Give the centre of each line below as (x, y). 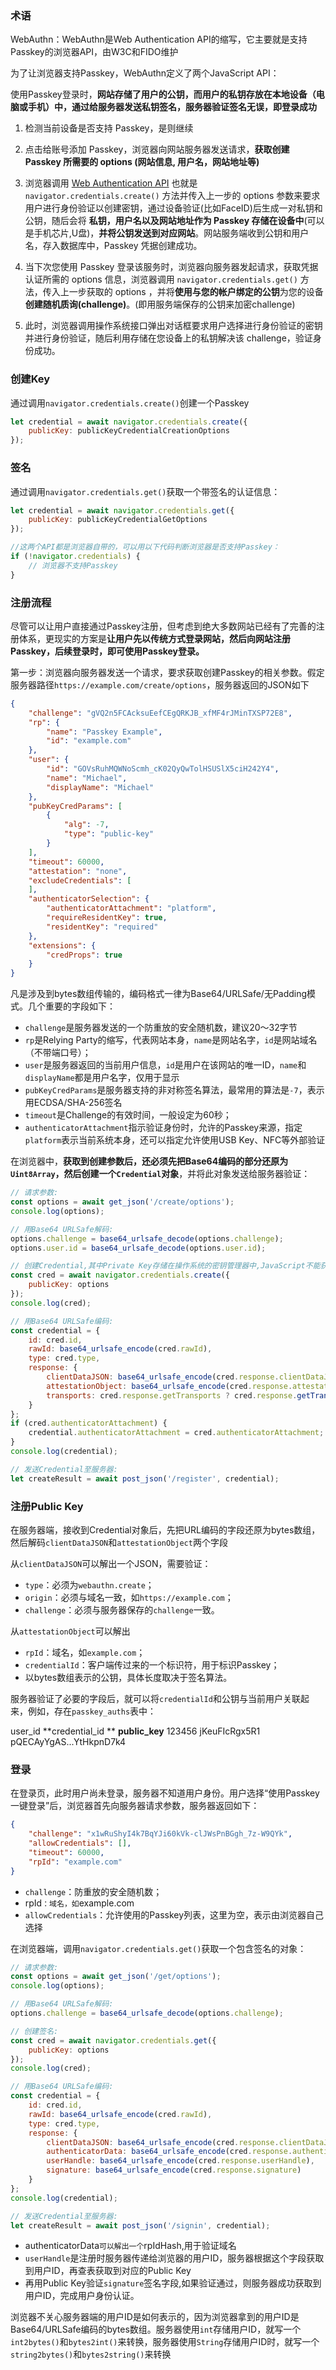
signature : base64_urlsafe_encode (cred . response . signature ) (174, 2170)
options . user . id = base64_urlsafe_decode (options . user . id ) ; (138, 1248)
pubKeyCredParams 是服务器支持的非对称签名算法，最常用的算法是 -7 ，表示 (174, 1090)
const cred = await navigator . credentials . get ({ (113, 2040)
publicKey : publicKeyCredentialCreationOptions (129, 431)
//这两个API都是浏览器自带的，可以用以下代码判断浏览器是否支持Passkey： (145, 547)
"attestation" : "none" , (78, 871)
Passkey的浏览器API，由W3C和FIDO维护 (94, 52)
